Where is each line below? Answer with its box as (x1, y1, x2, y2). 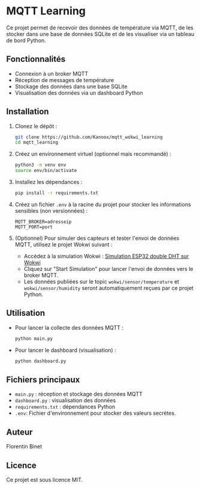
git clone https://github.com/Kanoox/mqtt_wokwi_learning (14, 134, 163, 140)
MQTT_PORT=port (14, 224, 53, 230)
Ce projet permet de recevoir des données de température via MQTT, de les (6, 24, 193, 31)
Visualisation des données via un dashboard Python (14, 89, 143, 96)
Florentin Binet (6, 443, 43, 450)
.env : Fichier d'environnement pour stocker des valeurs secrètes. (14, 409, 176, 417)
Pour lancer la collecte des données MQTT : (14, 324, 124, 331)
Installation (6, 107, 49, 117)
